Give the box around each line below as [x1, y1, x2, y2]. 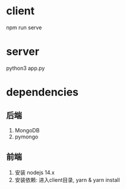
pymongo [14, 133, 39, 140]
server [6, 45, 40, 58]
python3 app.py [6, 64, 45, 72]
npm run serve [6, 24, 42, 31]
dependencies [6, 85, 79, 99]
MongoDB [14, 126, 40, 134]
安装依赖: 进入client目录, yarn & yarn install [14, 176, 120, 183]
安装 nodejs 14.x [14, 169, 55, 176]
